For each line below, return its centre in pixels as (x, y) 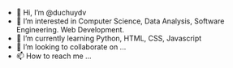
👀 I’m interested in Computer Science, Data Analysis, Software (120, 21)
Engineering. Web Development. (70, 30)
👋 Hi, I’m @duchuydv (51, 13)
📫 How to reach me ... (54, 56)
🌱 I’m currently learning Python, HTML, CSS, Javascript (109, 38)
